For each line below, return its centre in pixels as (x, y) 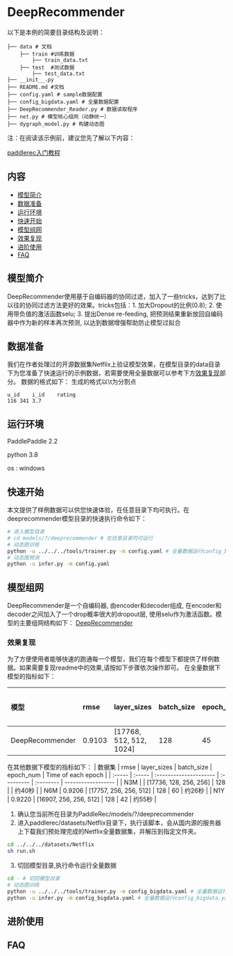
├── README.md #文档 (36, 87)
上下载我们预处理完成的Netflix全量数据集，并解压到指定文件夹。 (109, 832)
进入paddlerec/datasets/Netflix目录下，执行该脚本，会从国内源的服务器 (119, 823)
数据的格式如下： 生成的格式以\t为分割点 (78, 382)
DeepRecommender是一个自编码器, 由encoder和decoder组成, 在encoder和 (114, 606)
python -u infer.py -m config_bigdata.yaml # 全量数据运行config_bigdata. (114, 898)
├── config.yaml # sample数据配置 (55, 95)
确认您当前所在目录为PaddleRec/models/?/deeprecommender (105, 814)
